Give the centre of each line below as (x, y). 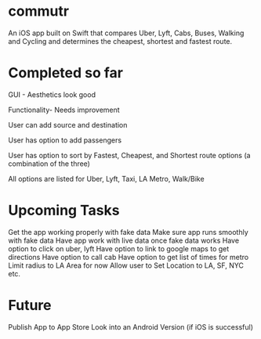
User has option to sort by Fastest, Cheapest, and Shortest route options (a (129, 155)
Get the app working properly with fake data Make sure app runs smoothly (128, 232)
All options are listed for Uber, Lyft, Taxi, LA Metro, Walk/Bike (107, 179)
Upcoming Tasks (64, 211)
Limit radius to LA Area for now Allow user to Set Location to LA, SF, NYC (126, 265)
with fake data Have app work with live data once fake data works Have (124, 240)
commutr (38, 11)
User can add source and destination (68, 124)
